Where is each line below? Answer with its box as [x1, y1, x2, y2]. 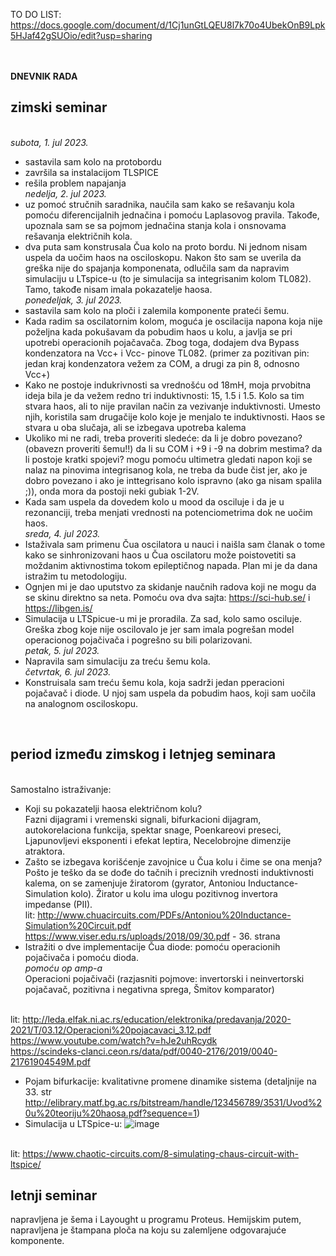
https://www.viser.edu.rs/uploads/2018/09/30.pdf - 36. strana [24, 930, 281, 942]
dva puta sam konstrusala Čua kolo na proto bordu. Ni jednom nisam [24, 240, 308, 253]
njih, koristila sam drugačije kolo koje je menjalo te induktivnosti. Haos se [24, 410, 326, 423]
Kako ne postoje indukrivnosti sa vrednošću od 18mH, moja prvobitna [24, 379, 312, 391]
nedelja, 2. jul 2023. [24, 187, 107, 199]
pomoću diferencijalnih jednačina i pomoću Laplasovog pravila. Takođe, [24, 209, 320, 221]
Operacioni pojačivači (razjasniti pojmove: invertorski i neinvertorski [24, 972, 305, 984]
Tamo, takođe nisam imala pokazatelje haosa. [24, 283, 213, 295]
